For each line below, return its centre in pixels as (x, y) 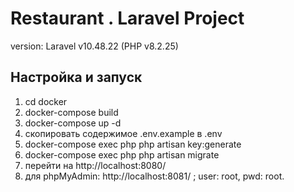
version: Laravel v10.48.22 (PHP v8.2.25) (94, 46)
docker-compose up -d (73, 123)
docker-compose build (71, 112)
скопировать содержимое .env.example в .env (123, 133)
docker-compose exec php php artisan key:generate (133, 144)
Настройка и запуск (76, 77)
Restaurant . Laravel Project (127, 18)
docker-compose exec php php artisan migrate (122, 154)
